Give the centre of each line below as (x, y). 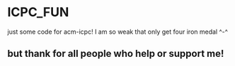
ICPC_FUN (38, 12)
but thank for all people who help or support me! (116, 54)
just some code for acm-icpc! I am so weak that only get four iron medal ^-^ (118, 32)
